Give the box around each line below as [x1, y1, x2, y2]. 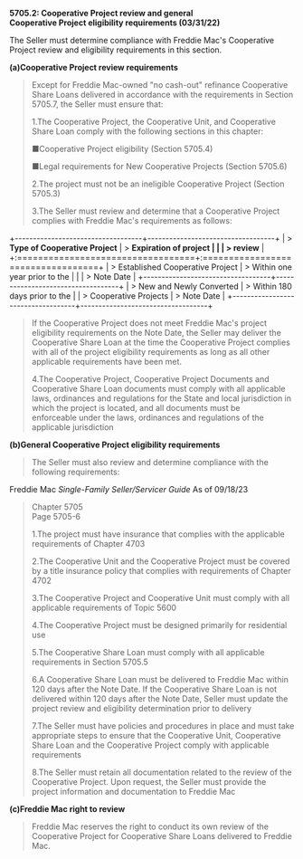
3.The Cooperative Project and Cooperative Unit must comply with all [31, 593, 290, 603]
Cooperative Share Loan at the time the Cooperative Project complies [31, 337, 291, 348]
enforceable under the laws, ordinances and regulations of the [31, 412, 264, 423]
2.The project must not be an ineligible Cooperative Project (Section [31, 178, 285, 189]
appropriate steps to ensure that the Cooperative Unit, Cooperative [31, 730, 281, 740]
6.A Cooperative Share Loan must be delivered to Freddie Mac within [31, 674, 289, 684]
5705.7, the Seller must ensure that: [31, 99, 164, 110]
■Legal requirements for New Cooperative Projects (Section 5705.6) [31, 161, 288, 171]
